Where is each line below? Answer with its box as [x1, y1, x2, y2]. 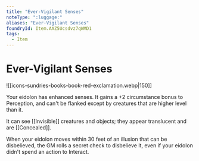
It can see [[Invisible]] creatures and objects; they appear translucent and [6, 117, 186, 125]
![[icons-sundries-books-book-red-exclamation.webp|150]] [6, 82, 152, 89]
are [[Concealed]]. [6, 123, 52, 131]
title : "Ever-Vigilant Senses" [6, 8, 84, 15]
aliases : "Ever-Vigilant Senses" [6, 20, 89, 26]
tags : [6, 31, 20, 37]
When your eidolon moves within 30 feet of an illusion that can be [6, 135, 167, 143]
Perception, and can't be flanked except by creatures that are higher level [6, 100, 187, 107]
